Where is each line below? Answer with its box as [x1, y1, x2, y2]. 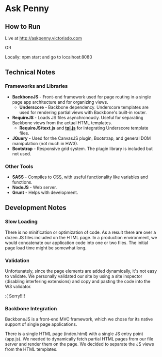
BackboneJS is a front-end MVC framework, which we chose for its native [5, 316, 153, 322]
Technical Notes [5, 68, 56, 76]
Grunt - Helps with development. [12, 189, 79, 195]
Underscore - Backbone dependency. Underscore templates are [19, 104, 149, 110]
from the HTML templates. [5, 346, 58, 352]
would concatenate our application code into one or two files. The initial [5, 240, 148, 245]
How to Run [5, 22, 41, 31]
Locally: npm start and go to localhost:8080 [5, 54, 93, 60]
